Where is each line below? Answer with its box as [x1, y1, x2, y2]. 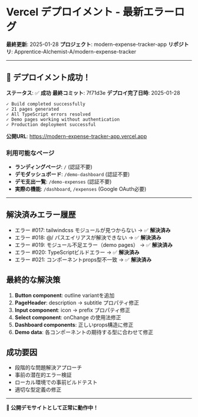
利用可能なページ [6, 148, 55, 157]
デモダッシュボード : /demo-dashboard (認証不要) [14, 171, 130, 178]
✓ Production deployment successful [6, 121, 96, 127]
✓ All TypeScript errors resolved [6, 111, 91, 117]
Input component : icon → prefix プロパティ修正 [14, 306, 131, 313]
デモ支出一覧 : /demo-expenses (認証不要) [14, 178, 112, 186]
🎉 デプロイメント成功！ [6, 72, 91, 82]
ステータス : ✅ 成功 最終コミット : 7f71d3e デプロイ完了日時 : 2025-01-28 [6, 89, 181, 96]
